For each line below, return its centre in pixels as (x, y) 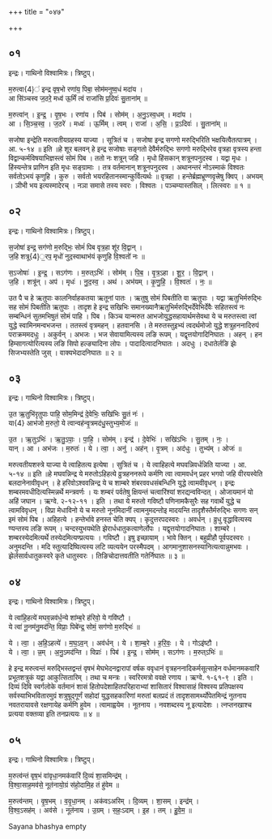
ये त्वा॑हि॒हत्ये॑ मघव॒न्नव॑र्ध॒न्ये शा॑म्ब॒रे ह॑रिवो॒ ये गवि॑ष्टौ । (70, 618)
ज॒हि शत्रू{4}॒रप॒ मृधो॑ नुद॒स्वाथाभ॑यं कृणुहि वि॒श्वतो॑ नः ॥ (77, 256)
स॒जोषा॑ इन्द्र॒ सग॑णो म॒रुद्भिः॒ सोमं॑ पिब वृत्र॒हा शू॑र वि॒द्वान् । (76, 247)
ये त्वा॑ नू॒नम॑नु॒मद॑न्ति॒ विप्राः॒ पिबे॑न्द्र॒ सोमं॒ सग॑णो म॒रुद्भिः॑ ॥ (74, 627)
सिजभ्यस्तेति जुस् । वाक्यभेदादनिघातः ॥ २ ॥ (65, 353)
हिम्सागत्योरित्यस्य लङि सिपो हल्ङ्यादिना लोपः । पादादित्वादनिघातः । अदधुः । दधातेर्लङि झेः (123, 343)
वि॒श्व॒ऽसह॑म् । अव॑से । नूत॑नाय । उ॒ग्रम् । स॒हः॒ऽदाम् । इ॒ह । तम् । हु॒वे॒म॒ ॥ (100, 811)
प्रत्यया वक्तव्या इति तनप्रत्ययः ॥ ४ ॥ (54, 714)
